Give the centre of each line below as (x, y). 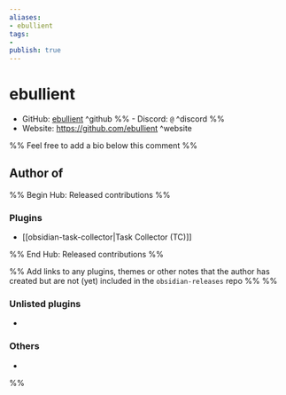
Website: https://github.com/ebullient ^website (107, 129)
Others (24, 346)
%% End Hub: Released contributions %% (86, 255)
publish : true (35, 51)
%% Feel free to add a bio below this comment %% (103, 146)
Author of (36, 174)
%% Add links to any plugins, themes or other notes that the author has (139, 272)
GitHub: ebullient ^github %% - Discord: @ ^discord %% (123, 119)
